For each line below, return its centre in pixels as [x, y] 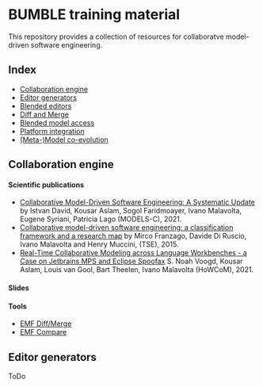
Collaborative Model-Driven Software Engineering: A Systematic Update [137, 202]
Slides [19, 288]
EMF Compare [43, 332]
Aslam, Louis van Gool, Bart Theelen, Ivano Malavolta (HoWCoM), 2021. [137, 270]
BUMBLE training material [94, 15]
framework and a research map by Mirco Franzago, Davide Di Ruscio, [133, 236]
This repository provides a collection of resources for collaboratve [116, 36]
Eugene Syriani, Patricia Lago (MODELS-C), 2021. [101, 219]
